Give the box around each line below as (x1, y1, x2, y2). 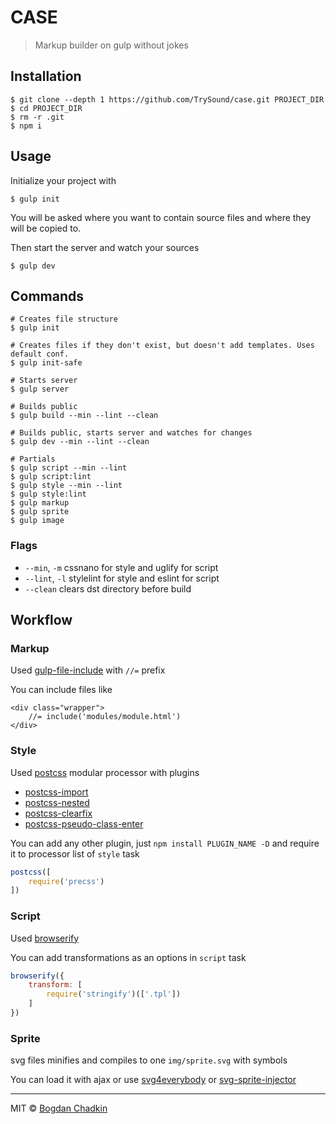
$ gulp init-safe (10, 358, 83, 368)
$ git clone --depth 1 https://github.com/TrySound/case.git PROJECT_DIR (10, 94, 325, 105)
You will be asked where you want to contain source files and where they (10, 211, 312, 223)
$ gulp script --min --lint (10, 463, 128, 473)
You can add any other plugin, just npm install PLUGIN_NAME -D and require (10, 837, 320, 849)
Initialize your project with (10, 174, 117, 186)
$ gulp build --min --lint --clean (10, 411, 159, 421)
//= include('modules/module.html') (28, 712, 182, 722)
